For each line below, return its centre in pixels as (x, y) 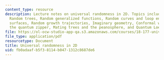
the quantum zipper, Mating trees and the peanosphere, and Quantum (81, 28)
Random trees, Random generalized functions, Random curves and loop (82, 18)
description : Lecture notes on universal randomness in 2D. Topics (75, 14)
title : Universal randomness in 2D (41, 45)
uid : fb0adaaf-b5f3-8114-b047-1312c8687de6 (50, 50)
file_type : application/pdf (34, 37)
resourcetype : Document (29, 41)
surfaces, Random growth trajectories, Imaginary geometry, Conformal (83, 23)
